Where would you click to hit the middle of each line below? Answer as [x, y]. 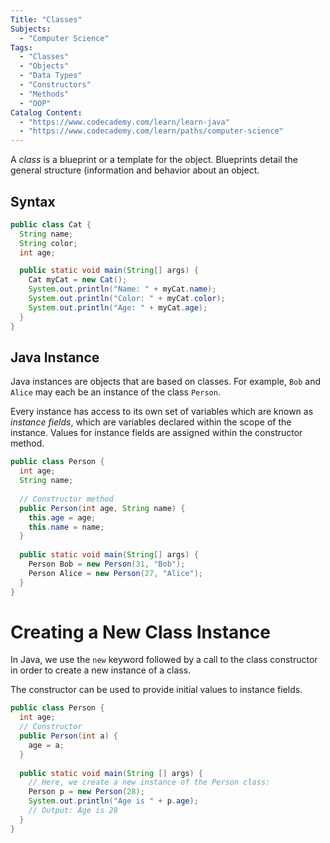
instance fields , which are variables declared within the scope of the [151, 422]
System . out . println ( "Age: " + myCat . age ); [118, 307]
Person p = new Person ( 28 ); [86, 792]
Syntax [33, 201]
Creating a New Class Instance [140, 632]
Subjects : [31, 29]
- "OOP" [35, 103]
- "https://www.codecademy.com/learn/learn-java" [124, 122]
